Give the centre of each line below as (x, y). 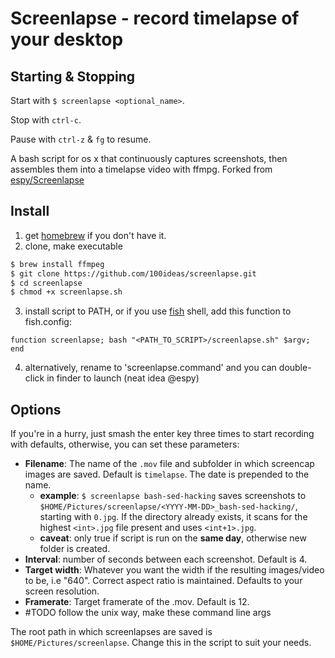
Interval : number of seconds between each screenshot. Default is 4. (166, 559)
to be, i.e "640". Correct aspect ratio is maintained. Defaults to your (163, 581)
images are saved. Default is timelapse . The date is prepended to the (167, 474)
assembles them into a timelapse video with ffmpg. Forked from (141, 169)
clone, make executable (73, 246)
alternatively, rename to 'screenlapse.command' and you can (150, 368)
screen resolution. (62, 591)
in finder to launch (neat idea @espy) (123, 378)
